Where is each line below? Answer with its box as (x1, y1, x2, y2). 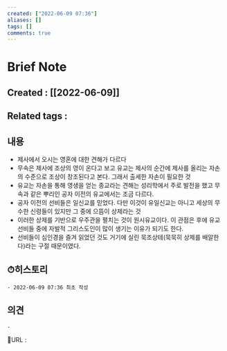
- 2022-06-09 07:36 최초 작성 (7, 284, 89, 291)
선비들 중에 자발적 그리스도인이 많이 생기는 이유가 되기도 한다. (17, 224, 184, 233)
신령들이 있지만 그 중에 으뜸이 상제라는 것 (30, 207, 141, 215)
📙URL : (7, 335, 27, 343)
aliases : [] (7, 17, 42, 24)
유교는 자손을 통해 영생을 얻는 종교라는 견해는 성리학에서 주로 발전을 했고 (17, 181, 213, 190)
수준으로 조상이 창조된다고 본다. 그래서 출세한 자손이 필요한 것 (24, 172, 191, 181)
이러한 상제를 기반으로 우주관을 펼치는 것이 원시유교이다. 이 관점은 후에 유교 (17, 216, 221, 224)
